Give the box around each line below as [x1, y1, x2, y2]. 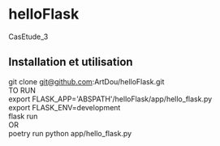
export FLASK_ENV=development [8, 102, 121, 112]
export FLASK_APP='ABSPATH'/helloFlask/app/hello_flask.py [8, 94, 213, 104]
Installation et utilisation [8, 55, 133, 69]
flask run [8, 111, 38, 121]
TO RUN [8, 85, 37, 95]
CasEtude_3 [8, 32, 49, 41]
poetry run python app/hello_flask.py [8, 128, 132, 138]
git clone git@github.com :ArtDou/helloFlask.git [8, 76, 165, 86]
